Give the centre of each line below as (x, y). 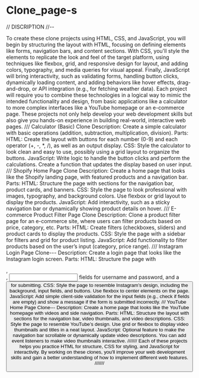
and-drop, (18, 88)
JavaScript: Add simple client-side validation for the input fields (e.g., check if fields (99, 296)
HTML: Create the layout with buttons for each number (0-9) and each (92, 139)
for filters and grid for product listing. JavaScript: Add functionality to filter (97, 240)
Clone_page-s (42, 10)
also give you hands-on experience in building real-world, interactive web (96, 120)
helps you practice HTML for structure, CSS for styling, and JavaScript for (99, 346)
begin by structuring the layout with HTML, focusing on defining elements (96, 45)
